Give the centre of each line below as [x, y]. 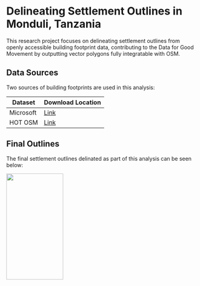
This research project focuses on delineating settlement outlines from [93, 41]
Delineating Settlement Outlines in [95, 11]
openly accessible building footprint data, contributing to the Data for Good [100, 47]
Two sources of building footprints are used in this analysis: [81, 87]
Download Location [72, 102]
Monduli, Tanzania [54, 24]
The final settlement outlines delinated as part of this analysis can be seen [99, 158]
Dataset [23, 102]
